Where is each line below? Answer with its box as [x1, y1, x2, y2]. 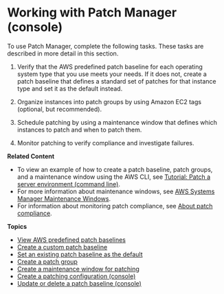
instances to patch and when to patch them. [16, 125, 142, 134]
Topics [7, 222, 27, 230]
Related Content [7, 152, 55, 160]
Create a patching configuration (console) [16, 272, 136, 280]
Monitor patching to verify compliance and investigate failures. [16, 138, 194, 147]
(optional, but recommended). [16, 105, 102, 113]
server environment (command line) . [16, 180, 120, 188]
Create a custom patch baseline [16, 243, 108, 251]
